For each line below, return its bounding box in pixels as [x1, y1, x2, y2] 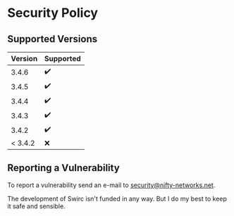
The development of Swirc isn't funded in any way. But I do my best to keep [7, 194, 228, 203]
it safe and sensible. [7, 202, 66, 210]
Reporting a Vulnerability [7, 162, 120, 174]
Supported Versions [7, 33, 97, 45]
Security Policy [7, 5, 99, 21]
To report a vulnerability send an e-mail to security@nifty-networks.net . [7, 181, 216, 189]
